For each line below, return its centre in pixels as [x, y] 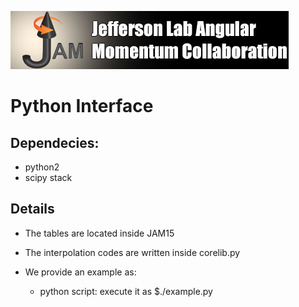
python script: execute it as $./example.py [126, 291]
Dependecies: [55, 142]
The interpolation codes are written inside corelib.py [132, 252]
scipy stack [48, 177]
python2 [42, 167]
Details [32, 209]
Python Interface [82, 106]
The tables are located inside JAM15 [99, 233]
